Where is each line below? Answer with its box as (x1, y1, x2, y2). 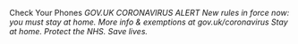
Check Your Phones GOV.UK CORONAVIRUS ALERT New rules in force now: (9, 8, 290, 18)
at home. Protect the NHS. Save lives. (9, 26, 149, 36)
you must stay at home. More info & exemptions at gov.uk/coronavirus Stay (9, 17, 288, 27)
